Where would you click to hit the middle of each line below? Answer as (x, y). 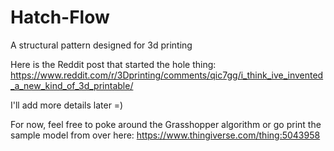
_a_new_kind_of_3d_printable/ (72, 85)
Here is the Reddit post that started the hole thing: (113, 64)
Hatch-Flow (60, 17)
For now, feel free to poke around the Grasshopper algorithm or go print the (166, 124)
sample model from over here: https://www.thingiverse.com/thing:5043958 (165, 135)
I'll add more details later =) (67, 105)
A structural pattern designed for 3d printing (101, 45)
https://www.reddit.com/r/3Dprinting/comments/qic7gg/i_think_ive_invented (167, 75)
